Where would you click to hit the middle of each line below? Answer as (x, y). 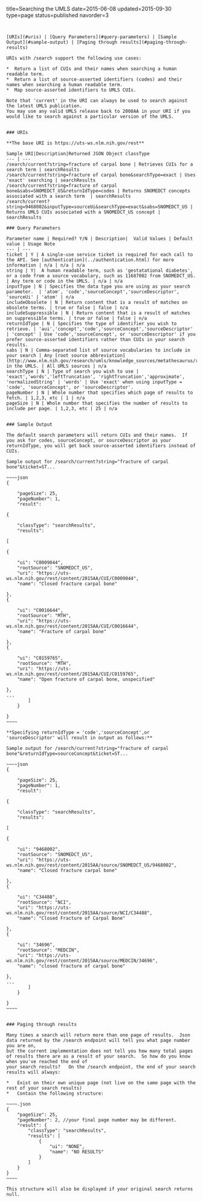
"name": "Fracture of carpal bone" (62, 632)
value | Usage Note (31, 244)
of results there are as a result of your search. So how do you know (98, 1056)
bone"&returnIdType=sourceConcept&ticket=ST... (67, 754)
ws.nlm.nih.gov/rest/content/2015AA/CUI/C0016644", (72, 626)
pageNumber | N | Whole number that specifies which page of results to (100, 393)
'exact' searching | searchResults (51, 180)
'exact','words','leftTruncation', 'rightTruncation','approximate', (96, 377)
